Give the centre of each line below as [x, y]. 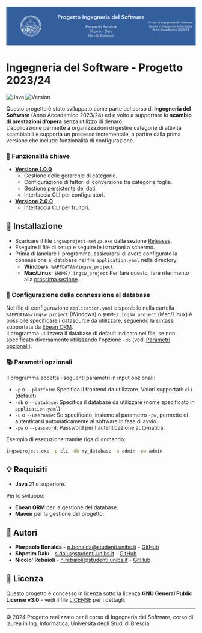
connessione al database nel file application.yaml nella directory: [96, 260]
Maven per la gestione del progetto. [60, 514]
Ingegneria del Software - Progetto [95, 68]
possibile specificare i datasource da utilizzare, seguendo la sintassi [90, 321]
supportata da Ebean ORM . [40, 327]
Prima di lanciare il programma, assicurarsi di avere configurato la [96, 254]
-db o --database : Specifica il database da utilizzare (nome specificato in [105, 402]
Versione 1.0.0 [33, 170]
